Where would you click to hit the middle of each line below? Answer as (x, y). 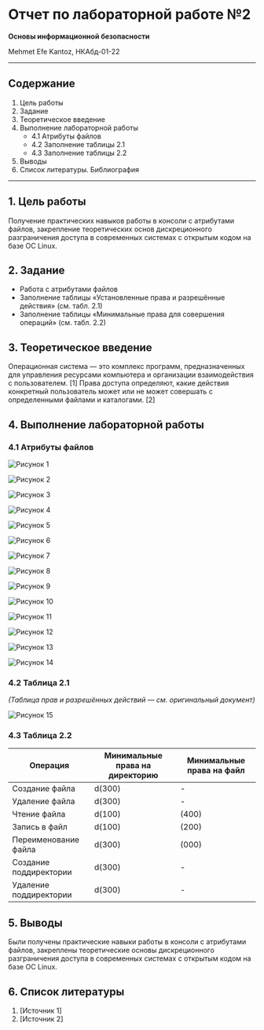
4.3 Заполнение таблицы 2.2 (79, 153)
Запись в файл (40, 827)
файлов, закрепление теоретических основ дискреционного (110, 229)
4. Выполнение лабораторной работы (106, 425)
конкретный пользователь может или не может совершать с (111, 392)
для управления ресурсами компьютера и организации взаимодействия (131, 375)
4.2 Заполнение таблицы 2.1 (78, 144)
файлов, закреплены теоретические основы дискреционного (111, 951)
